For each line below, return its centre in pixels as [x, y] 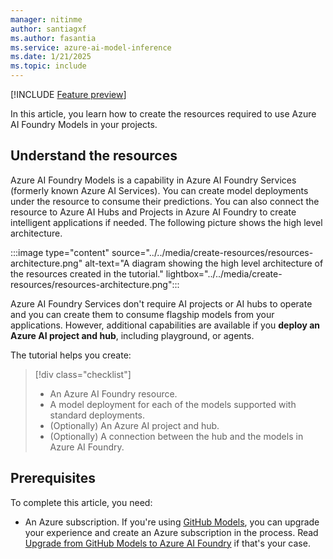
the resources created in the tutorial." [87, 273]
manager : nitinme [46, 19]
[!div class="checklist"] [83, 374]
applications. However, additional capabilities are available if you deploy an [165, 325]
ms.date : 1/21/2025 [51, 57]
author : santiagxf [48, 29]
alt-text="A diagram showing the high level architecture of [204, 263]
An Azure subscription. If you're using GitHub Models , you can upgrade [172, 522]
